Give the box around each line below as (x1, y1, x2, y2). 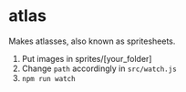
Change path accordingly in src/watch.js (21, 63, 177, 74)
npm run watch (21, 74, 76, 83)
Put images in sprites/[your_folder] (21, 53, 152, 64)
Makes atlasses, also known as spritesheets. (8, 36, 176, 46)
